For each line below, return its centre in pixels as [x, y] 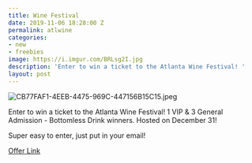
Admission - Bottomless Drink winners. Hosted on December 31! [113, 120]
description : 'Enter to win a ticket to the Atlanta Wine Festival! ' [127, 67]
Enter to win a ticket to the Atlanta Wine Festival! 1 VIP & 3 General [116, 112]
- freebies [26, 52]
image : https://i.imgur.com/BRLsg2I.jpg [76, 60]
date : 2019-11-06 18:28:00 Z [56, 23]
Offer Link [24, 150]
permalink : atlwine [40, 30]
